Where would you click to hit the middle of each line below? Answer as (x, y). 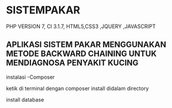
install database (25, 99)
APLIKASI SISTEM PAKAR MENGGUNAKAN (86, 45)
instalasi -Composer (30, 77)
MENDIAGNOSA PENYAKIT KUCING (72, 63)
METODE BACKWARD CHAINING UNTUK (81, 54)
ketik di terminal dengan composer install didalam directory (78, 88)
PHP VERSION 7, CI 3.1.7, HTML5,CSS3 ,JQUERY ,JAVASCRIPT (81, 26)
